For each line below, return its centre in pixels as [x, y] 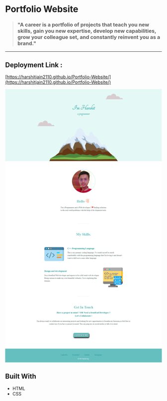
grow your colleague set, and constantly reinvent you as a [89, 37]
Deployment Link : [34, 65]
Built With [21, 376]
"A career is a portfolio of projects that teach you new [83, 25]
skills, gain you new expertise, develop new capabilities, [87, 31]
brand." [27, 43]
